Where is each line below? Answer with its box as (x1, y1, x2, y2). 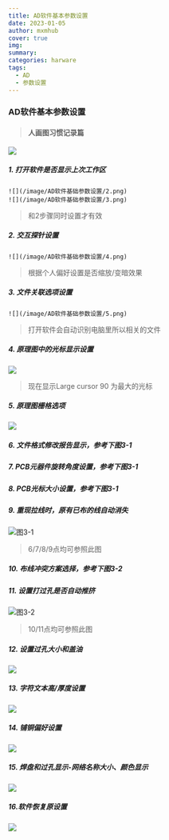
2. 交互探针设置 (8, 230, 59, 240)
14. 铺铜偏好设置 (8, 723, 62, 733)
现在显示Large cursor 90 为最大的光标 (27, 381, 153, 390)
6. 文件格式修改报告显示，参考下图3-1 (8, 441, 132, 450)
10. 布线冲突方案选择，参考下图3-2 (8, 564, 123, 574)
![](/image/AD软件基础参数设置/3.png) (8, 195, 128, 204)
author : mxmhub (8, 26, 59, 34)
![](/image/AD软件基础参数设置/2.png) (8, 187, 128, 195)
